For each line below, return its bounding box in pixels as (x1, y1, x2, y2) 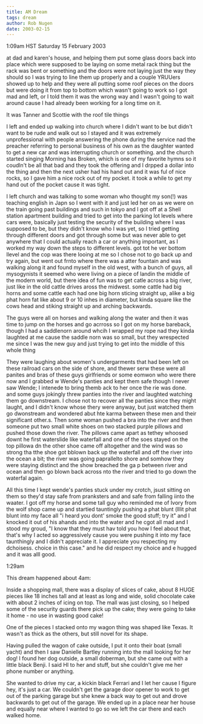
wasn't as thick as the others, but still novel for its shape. (6, 630, 148, 638)
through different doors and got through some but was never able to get (6, 231, 186, 239)
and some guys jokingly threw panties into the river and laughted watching (6, 391, 193, 398)
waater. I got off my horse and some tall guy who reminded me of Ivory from (6, 499, 197, 507)
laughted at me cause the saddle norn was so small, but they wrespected (6, 333, 189, 341)
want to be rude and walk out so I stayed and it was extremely (6, 129, 161, 137)
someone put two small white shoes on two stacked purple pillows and (6, 423, 183, 430)
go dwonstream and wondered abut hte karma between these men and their (6, 410, 197, 417)
